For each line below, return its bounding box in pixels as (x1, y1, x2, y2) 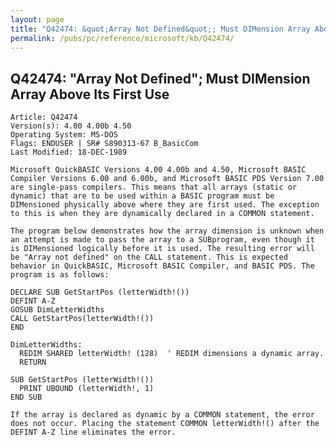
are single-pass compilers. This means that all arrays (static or (10, 182, 298, 193)
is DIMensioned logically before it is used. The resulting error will (10, 244, 315, 254)
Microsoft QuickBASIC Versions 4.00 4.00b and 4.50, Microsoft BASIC (10, 165, 307, 175)
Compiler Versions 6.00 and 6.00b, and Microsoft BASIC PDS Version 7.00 (10, 174, 325, 184)
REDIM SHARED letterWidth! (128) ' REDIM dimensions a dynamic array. (19, 349, 325, 359)
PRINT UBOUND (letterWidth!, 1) (19, 384, 155, 394)
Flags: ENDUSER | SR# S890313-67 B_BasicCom (10, 139, 199, 149)
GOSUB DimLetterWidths (10, 305, 105, 315)
